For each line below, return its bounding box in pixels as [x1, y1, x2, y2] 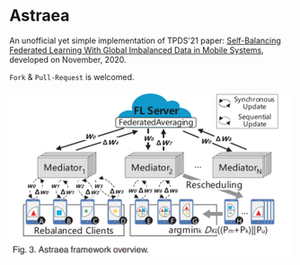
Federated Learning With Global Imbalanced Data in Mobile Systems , [9, 44, 264, 55]
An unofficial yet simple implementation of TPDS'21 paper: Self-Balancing [9, 35, 281, 46]
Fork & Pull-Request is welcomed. [9, 71, 135, 82]
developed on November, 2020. [9, 54, 128, 65]
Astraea [9, 5, 70, 26]
